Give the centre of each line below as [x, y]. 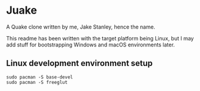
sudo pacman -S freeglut [37, 82]
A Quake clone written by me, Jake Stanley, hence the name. [81, 27]
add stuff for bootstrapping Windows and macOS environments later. [90, 45]
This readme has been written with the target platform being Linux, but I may [100, 38]
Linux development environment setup [79, 63]
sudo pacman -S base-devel [40, 77]
